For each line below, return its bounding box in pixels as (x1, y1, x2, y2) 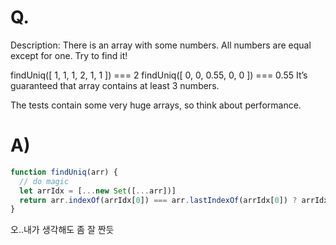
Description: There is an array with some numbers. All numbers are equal (10, 39, 312, 51)
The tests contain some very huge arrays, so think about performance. (10, 99, 302, 111)
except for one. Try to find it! (10, 49, 128, 61)
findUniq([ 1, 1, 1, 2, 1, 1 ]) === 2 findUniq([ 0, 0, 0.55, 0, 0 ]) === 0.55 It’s (10, 69, 308, 81)
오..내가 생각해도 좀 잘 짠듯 (10, 224, 115, 236)
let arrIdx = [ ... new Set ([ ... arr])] (19, 186, 177, 196)
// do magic (19, 176, 70, 186)
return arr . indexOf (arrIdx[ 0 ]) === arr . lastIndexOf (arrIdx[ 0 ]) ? (19, 195, 298, 205)
